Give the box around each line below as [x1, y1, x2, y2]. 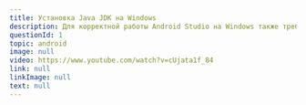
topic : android [9, 38, 67, 48]
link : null [9, 65, 51, 74]
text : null [9, 81, 51, 90]
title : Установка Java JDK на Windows [9, 13, 157, 23]
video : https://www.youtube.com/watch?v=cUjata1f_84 [9, 56, 214, 65]
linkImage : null [9, 73, 71, 82]
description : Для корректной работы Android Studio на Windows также [9, 22, 280, 31]
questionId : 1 [9, 30, 64, 39]
